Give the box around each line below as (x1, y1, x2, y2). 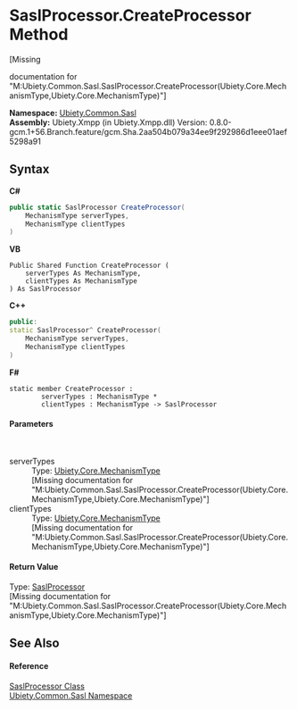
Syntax (9, 162, 50, 177)
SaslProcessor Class (9, 681, 85, 691)
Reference (9, 661, 49, 672)
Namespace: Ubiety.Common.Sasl (9, 107, 136, 118)
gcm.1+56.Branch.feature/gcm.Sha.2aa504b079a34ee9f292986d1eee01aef (9, 126, 288, 137)
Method (9, 24, 69, 45)
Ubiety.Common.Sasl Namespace (9, 689, 133, 701)
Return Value (9, 562, 59, 572)
